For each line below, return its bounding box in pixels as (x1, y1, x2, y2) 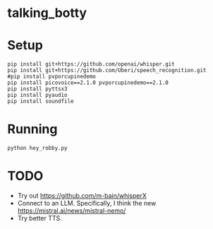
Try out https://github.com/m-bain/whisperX (17, 192, 147, 199)
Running (7, 122, 58, 137)
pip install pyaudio (7, 92, 68, 99)
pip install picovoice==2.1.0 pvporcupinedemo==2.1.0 (7, 79, 169, 86)
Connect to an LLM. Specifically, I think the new (17, 199, 157, 207)
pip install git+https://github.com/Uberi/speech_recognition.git (7, 67, 207, 74)
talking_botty (7, 5, 87, 21)
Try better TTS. (17, 214, 62, 222)
